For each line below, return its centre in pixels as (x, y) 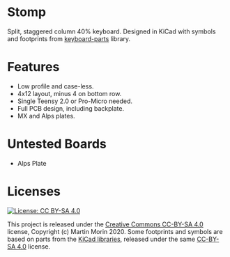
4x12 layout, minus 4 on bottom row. (69, 93)
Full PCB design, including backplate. (70, 108)
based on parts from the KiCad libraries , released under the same (101, 239)
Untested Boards (57, 144)
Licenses (34, 192)
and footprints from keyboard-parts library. (69, 38)
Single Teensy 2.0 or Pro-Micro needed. (75, 101)
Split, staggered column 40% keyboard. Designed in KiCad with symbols (112, 31)
